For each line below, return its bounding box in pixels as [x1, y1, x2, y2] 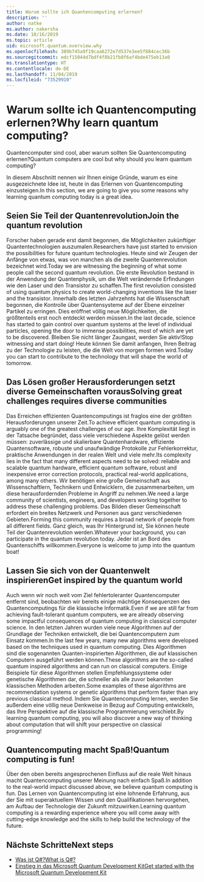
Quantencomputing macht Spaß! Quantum [6, 744, 169, 755]
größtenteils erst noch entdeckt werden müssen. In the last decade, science [6, 314, 196, 321]
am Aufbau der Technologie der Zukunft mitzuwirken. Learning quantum [6, 803, 186, 810]
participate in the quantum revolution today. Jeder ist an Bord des [6, 535, 171, 542]
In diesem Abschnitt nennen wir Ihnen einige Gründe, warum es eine [6, 174, 178, 181]
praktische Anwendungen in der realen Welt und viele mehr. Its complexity [6, 451, 192, 458]
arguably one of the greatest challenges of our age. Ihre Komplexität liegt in [6, 425, 196, 432]
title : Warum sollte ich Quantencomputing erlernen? [6, 9, 143, 15]
